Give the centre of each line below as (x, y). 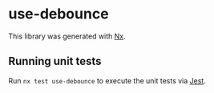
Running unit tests (55, 61)
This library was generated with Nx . (67, 36)
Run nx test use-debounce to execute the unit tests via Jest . (107, 80)
